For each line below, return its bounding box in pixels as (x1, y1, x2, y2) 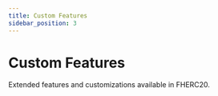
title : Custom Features (8, 11, 88, 20)
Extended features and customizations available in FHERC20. (8, 80, 211, 90)
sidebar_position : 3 (8, 19, 78, 27)
